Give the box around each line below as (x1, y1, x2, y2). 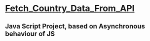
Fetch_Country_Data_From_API (5, 3, 135, 14)
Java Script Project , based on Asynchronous (5, 22, 146, 30)
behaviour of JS (5, 29, 55, 38)
